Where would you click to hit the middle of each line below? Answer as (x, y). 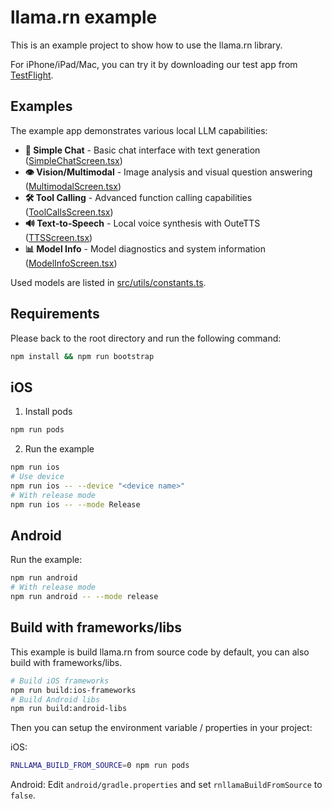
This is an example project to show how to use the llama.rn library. (146, 45)
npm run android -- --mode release (84, 597)
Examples (41, 106)
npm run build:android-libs (69, 709)
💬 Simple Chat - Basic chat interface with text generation (142, 150)
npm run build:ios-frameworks (73, 690)
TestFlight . (32, 75)
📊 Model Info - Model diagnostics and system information (145, 248)
